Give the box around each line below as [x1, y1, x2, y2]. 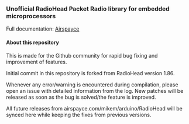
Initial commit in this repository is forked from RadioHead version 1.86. [6, 69, 175, 76]
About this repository [6, 39, 60, 46]
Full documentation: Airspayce [6, 25, 80, 32]
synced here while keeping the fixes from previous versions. [6, 111, 152, 118]
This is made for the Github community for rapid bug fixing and [6, 52, 158, 59]
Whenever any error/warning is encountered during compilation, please [6, 81, 178, 88]
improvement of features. [6, 58, 67, 65]
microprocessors [6, 12, 56, 20]
